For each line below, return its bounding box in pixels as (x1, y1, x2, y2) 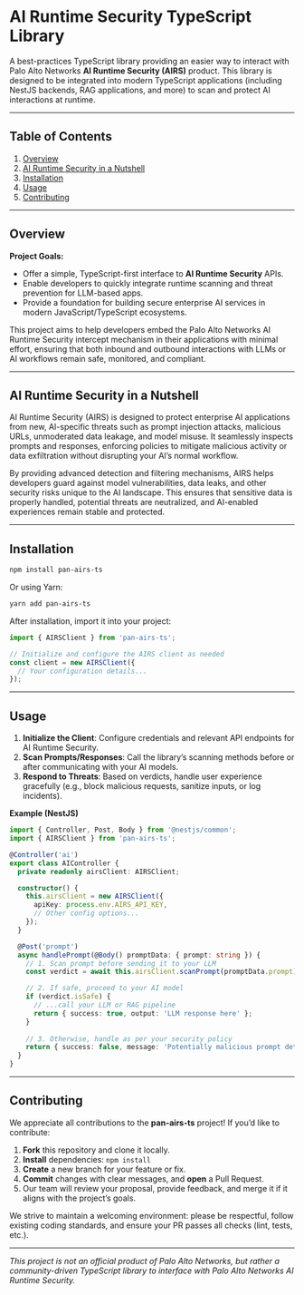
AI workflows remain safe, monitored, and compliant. (9, 353, 206, 364)
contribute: (9, 1126, 51, 1137)
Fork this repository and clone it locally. (22, 1144, 170, 1155)
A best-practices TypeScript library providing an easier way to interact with (9, 55, 290, 66)
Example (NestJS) (9, 808, 79, 819)
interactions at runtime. (9, 93, 96, 105)
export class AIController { (9, 859, 119, 868)
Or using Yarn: (9, 582, 63, 593)
